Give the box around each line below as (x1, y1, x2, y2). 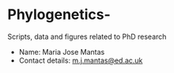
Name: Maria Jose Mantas (18, 47, 105, 56)
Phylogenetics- (7, 6, 112, 24)
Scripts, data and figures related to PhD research (7, 32, 167, 41)
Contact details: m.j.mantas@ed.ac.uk (18, 56, 143, 65)
